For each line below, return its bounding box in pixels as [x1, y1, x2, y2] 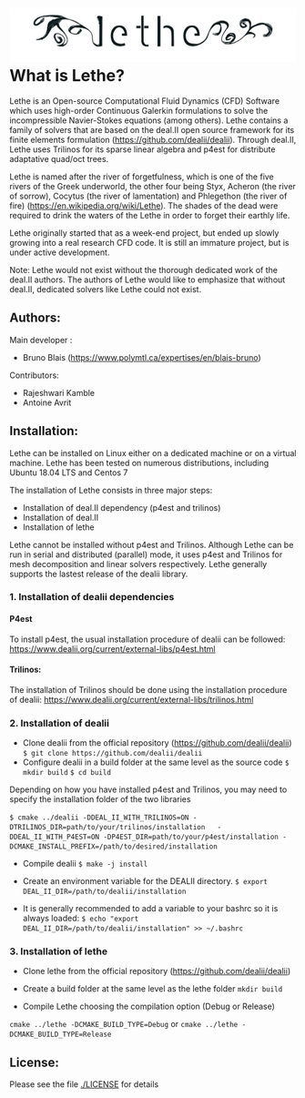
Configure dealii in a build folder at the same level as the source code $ [22, 757, 290, 768]
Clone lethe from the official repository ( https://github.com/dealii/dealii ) [22, 966, 291, 977]
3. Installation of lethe [9, 945, 107, 958]
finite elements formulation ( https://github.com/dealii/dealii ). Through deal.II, [9, 134, 297, 145]
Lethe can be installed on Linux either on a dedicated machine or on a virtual [9, 447, 297, 458]
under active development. [9, 247, 110, 258]
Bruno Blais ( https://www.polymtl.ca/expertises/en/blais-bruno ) [22, 351, 261, 362]
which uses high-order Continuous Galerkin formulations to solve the [9, 105, 269, 116]
